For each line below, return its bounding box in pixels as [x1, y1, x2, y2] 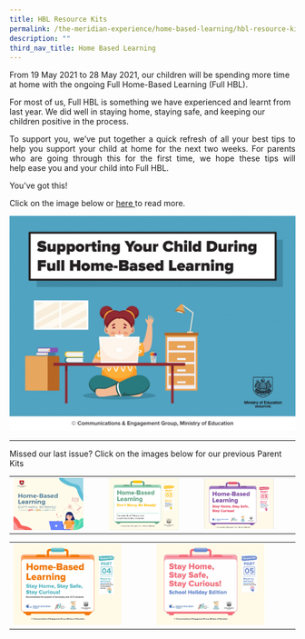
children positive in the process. [9, 116, 129, 127]
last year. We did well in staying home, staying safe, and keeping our [9, 106, 266, 117]
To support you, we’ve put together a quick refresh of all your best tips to [9, 134, 296, 145]
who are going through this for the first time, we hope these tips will [9, 153, 296, 164]
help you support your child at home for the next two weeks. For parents [9, 144, 296, 155]
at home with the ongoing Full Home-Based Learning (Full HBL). [9, 79, 248, 90]
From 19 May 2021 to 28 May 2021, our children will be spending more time [9, 69, 290, 81]
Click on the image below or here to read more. [9, 198, 186, 209]
